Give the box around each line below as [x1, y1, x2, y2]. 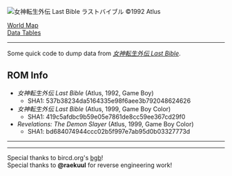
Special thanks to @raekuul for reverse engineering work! [7, 161, 173, 169]
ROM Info [7, 70, 48, 81]
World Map [7, 21, 39, 29]
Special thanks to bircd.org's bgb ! [7, 153, 104, 162]
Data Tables [7, 28, 41, 37]
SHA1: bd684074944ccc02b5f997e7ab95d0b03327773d [27, 127, 191, 135]
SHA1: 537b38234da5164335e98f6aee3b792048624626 [27, 97, 191, 105]
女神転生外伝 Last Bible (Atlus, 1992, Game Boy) [17, 88, 154, 97]
